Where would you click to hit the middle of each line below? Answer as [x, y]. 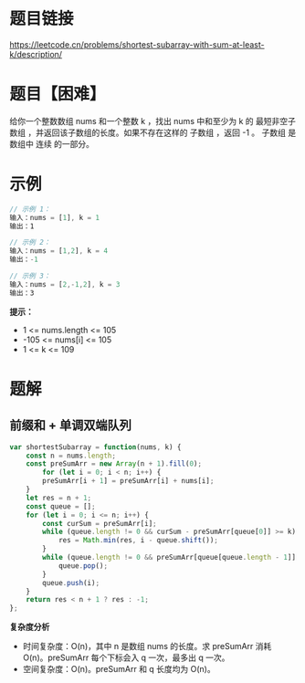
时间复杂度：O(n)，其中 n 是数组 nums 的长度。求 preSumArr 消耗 [147, 646]
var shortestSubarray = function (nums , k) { [95, 447]
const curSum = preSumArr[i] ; [100, 523]
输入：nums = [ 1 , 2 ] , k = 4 [58, 251]
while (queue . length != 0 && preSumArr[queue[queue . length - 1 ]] [169, 558]
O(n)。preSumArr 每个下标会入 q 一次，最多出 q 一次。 [126, 657]
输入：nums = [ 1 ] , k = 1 [55, 217]
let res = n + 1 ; [59, 498]
